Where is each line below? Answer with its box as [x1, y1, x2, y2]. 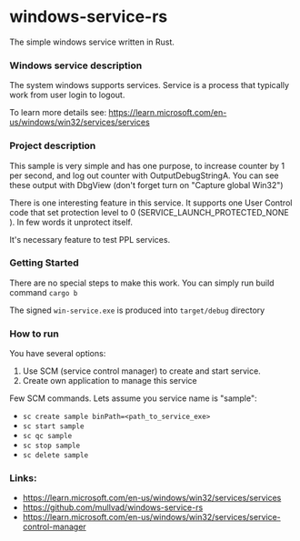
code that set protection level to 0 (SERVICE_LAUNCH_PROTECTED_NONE [9, 206, 289, 217]
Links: [9, 472, 37, 485]
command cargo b [9, 286, 78, 297]
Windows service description [9, 59, 143, 72]
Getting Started [9, 256, 79, 269]
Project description [9, 139, 96, 152]
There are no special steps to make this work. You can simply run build [9, 277, 275, 288]
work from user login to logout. [9, 89, 125, 101]
